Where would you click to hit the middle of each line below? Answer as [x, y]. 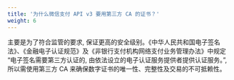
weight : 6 [22, 21]
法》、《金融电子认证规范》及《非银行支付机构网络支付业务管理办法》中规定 [117, 51]
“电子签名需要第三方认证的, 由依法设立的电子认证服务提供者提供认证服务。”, [117, 60]
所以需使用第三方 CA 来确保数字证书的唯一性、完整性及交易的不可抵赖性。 [117, 69]
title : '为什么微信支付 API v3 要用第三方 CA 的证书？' [83, 14]
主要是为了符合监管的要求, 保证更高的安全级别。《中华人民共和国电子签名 [114, 42]
